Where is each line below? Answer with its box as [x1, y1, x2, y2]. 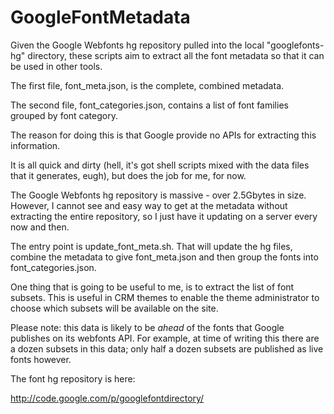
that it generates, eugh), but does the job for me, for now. [10, 169, 247, 181]
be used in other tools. [10, 60, 103, 72]
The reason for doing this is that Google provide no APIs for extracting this [10, 129, 317, 141]
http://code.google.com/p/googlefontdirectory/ [10, 392, 205, 404]
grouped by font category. [10, 109, 118, 121]
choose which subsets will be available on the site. [10, 302, 219, 314]
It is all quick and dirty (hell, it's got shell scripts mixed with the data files [10, 159, 310, 171]
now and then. [10, 221, 70, 233]
